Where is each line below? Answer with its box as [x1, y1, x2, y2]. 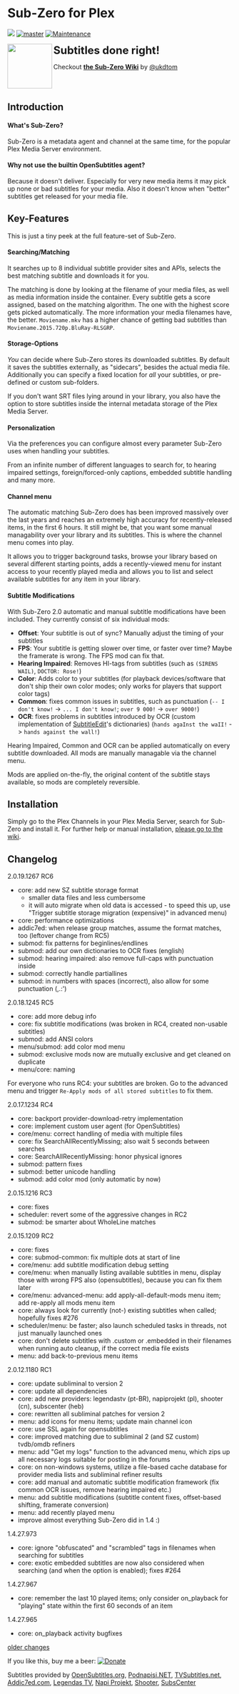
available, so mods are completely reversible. [7, 777, 141, 786]
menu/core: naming [17, 1065, 76, 1074]
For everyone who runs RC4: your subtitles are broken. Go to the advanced [7, 1079, 228, 1088]
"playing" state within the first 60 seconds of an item [17, 1601, 173, 1610]
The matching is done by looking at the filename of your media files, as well [7, 285, 230, 293]
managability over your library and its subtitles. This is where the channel [7, 530, 223, 540]
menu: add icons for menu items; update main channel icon [17, 1417, 193, 1426]
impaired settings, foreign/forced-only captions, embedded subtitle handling [7, 468, 233, 477]
